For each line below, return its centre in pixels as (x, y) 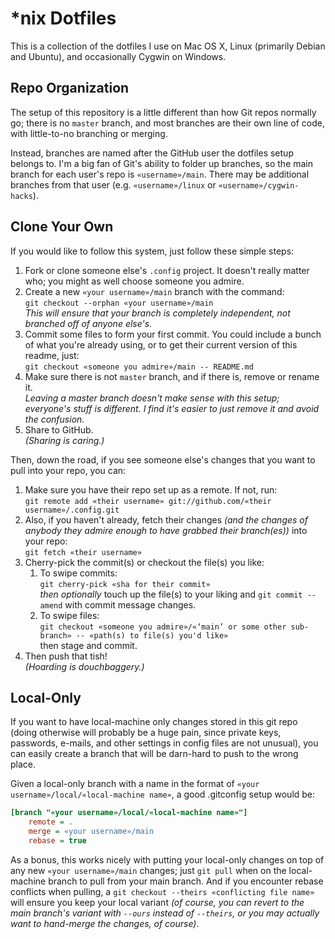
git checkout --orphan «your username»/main (119, 303)
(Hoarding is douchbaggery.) (84, 666)
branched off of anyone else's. (88, 323)
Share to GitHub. (59, 429)
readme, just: (52, 355)
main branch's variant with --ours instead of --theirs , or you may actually (165, 913)
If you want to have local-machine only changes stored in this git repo (154, 722)
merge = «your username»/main (91, 832)
